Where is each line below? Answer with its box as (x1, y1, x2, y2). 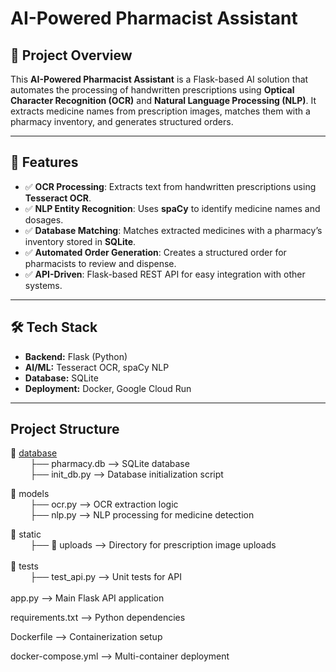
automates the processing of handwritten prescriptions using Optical (10, 84, 295, 96)
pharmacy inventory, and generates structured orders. (10, 116, 234, 127)
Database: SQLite (24, 372, 99, 384)
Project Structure (10, 421, 120, 438)
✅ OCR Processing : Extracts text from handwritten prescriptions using (24, 180, 317, 192)
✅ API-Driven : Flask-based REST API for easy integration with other (24, 268, 306, 280)
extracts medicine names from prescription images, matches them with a (10, 105, 311, 117)
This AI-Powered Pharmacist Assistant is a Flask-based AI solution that (10, 73, 309, 85)
